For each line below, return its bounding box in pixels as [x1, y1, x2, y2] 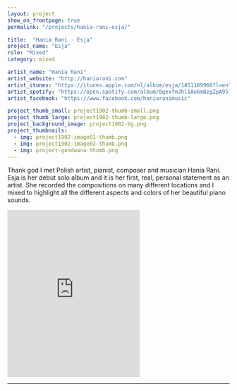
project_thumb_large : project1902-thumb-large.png [7, 114, 159, 121]
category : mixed [7, 56, 55, 63]
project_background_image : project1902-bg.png [7, 120, 147, 128]
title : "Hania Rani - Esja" [7, 36, 93, 43]
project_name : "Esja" [7, 43, 71, 50]
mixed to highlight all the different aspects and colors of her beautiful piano [7, 188, 226, 197]
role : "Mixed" [7, 49, 49, 56]
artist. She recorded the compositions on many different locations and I [7, 181, 214, 190]
